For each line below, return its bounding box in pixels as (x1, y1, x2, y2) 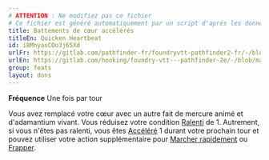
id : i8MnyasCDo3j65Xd (8, 42, 81, 50)
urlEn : (8, 57, 30, 65)
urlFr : (8, 49, 30, 57)
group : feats (8, 64, 52, 72)
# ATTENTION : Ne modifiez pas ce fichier (8, 11, 152, 20)
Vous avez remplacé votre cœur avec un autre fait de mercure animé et (8, 109, 243, 118)
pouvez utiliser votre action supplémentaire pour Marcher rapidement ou (8, 134, 248, 144)
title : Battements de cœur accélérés (8, 26, 134, 34)
